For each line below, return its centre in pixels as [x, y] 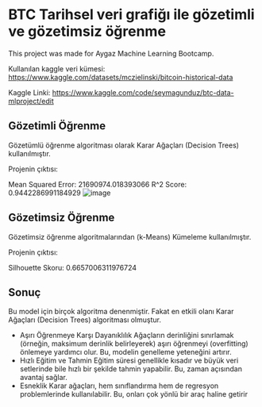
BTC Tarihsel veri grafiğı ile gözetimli [132, 15]
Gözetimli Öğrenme [57, 126]
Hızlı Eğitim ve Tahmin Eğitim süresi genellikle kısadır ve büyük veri [129, 361]
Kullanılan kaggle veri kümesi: [57, 68]
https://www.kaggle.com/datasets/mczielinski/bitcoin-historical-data [121, 77]
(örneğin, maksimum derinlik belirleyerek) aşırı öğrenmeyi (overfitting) [134, 344]
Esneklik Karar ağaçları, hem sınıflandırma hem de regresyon [119, 386]
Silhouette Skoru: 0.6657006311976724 [73, 267]
